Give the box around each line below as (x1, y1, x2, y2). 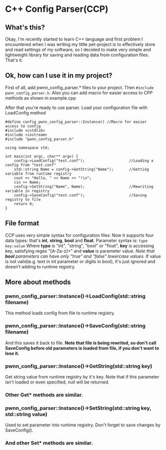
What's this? (5, 23, 45, 32)
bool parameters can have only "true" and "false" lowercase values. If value (5, 253, 161, 259)
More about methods (5, 278, 71, 287)
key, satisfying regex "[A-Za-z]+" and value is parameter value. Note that (5, 248, 155, 254)
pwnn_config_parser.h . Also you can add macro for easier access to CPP (5, 90, 153, 96)
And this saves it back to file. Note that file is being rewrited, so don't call (5, 339, 157, 346)
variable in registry (5, 188, 50, 193)
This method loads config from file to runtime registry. (5, 310, 115, 316)
